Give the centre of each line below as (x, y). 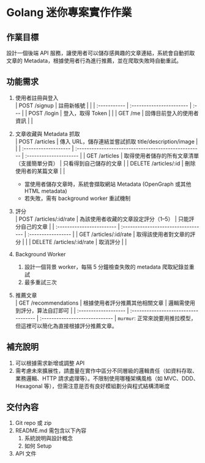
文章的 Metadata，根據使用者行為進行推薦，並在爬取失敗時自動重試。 (94, 61)
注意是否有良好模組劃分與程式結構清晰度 (119, 386)
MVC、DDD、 (181, 378)
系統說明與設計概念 (49, 438)
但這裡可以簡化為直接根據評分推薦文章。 (66, 326)
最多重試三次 (40, 282)
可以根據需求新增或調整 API (50, 363)
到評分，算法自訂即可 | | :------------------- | (72, 310)
